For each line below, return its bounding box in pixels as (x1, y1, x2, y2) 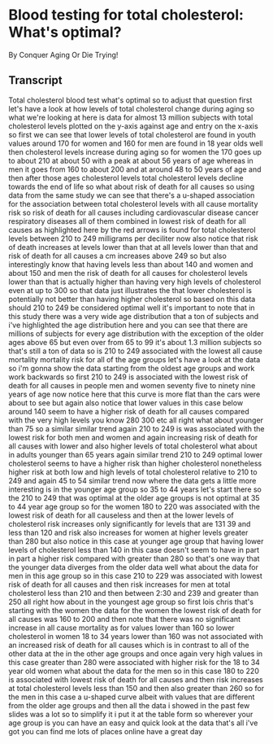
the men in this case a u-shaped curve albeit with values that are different (8, 692, 255, 702)
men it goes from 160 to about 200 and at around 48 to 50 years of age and (8, 164, 262, 174)
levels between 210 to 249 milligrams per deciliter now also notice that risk (8, 234, 258, 243)
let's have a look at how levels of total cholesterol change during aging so (8, 103, 254, 113)
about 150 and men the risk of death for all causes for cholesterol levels (8, 268, 248, 278)
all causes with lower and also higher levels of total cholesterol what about (8, 441, 258, 451)
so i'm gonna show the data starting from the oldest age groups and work (8, 363, 255, 373)
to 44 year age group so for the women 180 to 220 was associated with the (8, 501, 260, 511)
